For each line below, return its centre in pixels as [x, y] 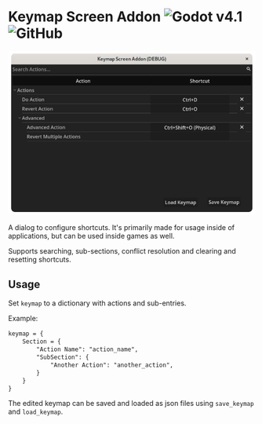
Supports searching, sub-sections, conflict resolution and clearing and [122, 251]
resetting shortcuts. [40, 260]
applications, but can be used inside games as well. [91, 236]
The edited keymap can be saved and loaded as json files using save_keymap [131, 404]
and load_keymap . [36, 411]
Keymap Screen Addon [85, 17]
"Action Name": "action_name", [87, 349]
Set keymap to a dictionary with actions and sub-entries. [97, 303]
